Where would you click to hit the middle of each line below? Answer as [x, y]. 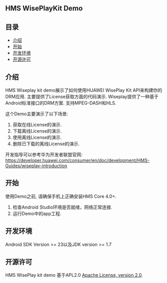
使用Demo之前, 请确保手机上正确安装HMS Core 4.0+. [61, 196]
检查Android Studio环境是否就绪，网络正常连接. [62, 207]
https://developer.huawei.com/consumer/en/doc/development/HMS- [78, 161]
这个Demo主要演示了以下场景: [37, 114]
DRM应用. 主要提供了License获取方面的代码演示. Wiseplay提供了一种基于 [82, 97]
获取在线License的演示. [37, 125]
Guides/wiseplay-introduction [36, 166]
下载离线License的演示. [37, 131]
